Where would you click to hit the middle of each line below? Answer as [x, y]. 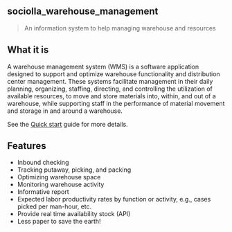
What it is [28, 50]
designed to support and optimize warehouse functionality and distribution [114, 74]
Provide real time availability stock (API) [74, 214]
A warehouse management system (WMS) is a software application [103, 66]
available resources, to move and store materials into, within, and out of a [111, 96]
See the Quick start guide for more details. [68, 124]
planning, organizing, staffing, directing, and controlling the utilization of [110, 89]
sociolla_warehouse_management [83, 11]
